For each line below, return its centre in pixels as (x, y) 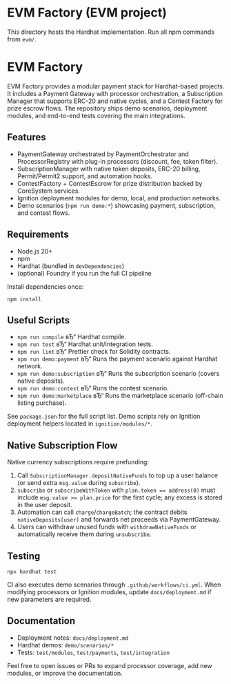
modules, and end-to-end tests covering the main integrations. (96, 115)
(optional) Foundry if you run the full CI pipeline (84, 273)
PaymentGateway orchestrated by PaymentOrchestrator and (103, 154)
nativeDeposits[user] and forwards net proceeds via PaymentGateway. (119, 520)
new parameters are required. (49, 599)
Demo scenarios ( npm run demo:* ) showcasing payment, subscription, (116, 205)
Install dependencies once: (46, 286)
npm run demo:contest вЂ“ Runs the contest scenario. (93, 388)
